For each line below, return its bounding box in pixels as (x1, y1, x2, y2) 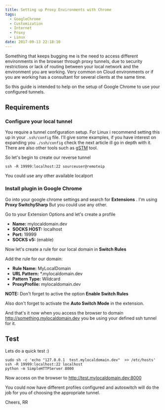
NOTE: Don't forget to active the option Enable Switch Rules (5, 290, 128, 297)
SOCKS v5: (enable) (12, 236, 54, 242)
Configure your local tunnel (5, 118, 73, 125)
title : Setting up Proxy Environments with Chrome (5, 7, 112, 12)
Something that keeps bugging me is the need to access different (5, 53, 138, 59)
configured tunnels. (5, 89, 45, 94)
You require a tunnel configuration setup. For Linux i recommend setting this (5, 129, 160, 135)
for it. (5, 320, 16, 326)
